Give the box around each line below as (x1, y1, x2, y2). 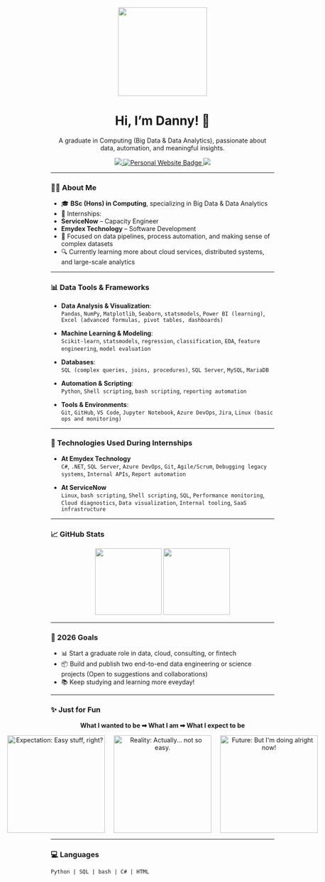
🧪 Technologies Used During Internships (50, 438, 193, 448)
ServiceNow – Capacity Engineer (60, 217, 159, 225)
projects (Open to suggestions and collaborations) (60, 670, 208, 679)
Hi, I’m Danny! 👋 (115, 113, 210, 129)
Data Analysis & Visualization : (60, 301, 152, 310)
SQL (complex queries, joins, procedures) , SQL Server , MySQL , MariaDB (60, 365, 269, 374)
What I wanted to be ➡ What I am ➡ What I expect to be (79, 721, 246, 730)
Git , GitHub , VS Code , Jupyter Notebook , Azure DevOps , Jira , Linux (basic (60, 408, 274, 416)
